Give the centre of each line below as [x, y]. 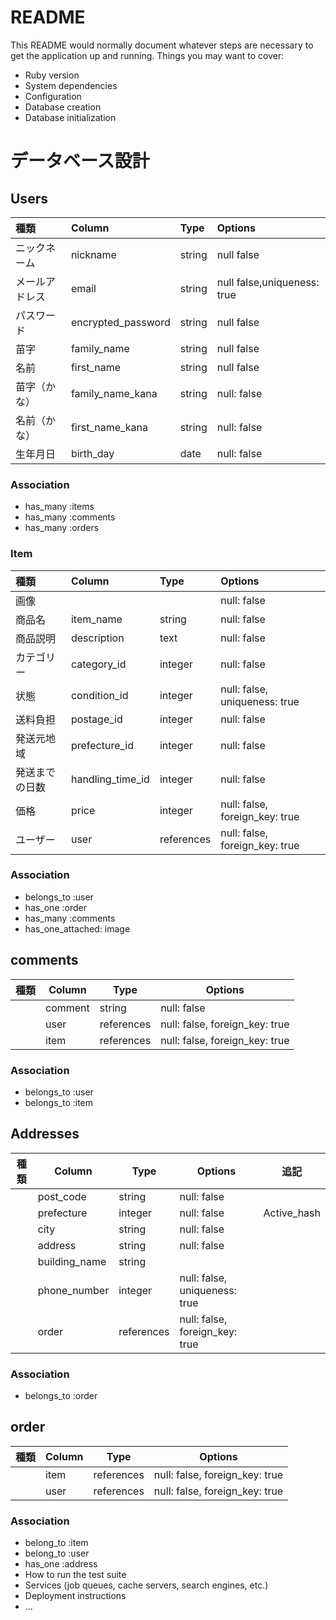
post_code [62, 1196]
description [97, 638]
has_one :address [61, 1564]
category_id [98, 664]
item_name [96, 619]
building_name [72, 1261]
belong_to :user [57, 1553]
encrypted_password [120, 322]
